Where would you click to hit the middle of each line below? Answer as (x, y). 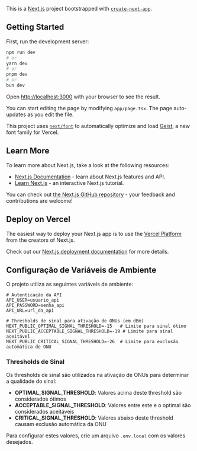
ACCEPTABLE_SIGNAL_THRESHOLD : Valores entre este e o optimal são (103, 405)
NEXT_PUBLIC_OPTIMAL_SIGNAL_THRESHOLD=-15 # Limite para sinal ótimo (96, 326)
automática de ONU (29, 347)
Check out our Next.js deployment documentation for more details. (88, 251)
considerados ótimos (40, 399)
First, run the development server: (48, 41)
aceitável (18, 337)
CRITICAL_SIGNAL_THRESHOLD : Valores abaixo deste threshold (94, 418)
